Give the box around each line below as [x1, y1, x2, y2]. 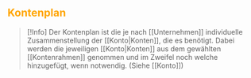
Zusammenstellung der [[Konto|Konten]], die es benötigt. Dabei [26, 35, 235, 45]
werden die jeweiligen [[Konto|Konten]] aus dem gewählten [26, 43, 222, 54]
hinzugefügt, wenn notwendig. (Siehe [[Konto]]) [26, 61, 184, 70]
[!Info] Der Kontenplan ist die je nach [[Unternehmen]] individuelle [26, 27, 243, 36]
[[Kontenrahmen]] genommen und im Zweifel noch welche [26, 52, 218, 61]
